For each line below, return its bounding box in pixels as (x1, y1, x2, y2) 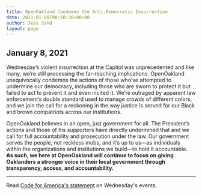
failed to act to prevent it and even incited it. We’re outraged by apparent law (6, 89, 196, 97)
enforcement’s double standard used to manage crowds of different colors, (6, 95, 192, 103)
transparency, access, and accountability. (6, 164, 114, 172)
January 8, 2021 (6, 47, 68, 58)
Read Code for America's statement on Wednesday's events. (6, 182, 158, 189)
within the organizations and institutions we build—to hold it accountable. (6, 145, 188, 153)
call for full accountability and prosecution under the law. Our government (6, 133, 189, 140)
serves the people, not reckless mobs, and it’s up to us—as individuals (6, 139, 180, 146)
